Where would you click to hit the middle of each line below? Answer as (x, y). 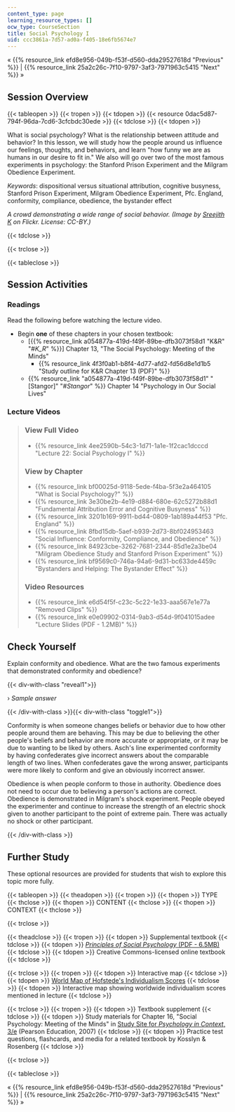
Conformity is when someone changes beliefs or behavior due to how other (116, 726)
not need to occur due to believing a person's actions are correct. (102, 792)
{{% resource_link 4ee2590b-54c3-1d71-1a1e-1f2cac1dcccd (121, 445)
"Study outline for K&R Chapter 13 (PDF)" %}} (104, 371)
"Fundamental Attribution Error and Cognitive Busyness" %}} (123, 509)
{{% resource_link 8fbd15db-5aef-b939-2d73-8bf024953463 (124, 532)
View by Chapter (53, 471)
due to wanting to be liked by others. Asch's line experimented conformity (114, 748)
